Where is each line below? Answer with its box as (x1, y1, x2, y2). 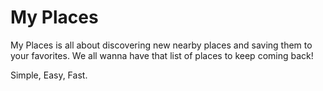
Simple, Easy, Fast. (10, 69, 88, 81)
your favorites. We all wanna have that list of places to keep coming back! (10, 49, 314, 61)
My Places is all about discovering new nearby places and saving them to (10, 39, 313, 51)
